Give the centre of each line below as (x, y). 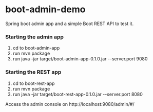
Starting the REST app (33, 72)
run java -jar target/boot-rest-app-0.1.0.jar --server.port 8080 (78, 94)
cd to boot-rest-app (34, 83)
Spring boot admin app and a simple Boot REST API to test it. (70, 24)
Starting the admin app (35, 37)
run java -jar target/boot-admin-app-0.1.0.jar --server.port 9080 (80, 59)
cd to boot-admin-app (36, 48)
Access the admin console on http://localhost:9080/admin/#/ (70, 104)
